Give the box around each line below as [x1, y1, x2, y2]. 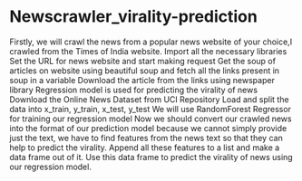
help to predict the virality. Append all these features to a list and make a [9, 142, 280, 153]
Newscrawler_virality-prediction [9, 6, 258, 27]
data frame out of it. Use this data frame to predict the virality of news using [9, 151, 293, 162]
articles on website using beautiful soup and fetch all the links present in [9, 65, 279, 76]
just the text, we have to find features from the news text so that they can [9, 132, 283, 143]
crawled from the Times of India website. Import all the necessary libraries [9, 45, 287, 56]
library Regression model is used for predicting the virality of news [9, 84, 258, 95]
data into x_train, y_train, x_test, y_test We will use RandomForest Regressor [9, 103, 292, 114]
